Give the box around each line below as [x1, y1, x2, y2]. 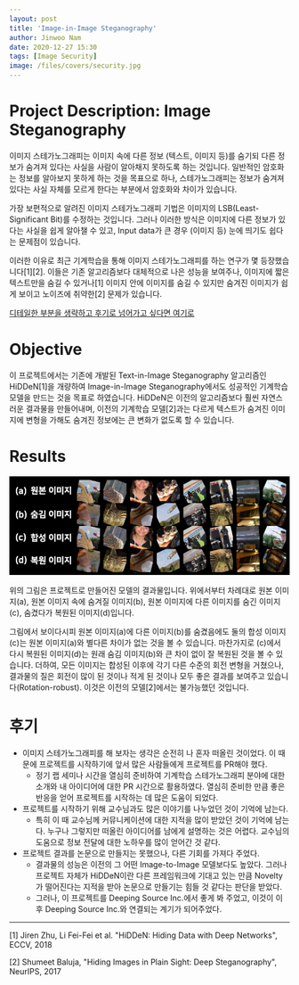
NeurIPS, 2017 [9, 965, 62, 976]
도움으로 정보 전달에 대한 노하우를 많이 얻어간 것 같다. [35, 836, 221, 847]
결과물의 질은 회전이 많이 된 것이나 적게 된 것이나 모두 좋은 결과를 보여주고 [9, 670, 265, 681]
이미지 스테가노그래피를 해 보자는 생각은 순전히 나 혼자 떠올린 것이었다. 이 [21, 747, 277, 758]
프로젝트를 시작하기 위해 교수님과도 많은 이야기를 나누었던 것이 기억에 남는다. [21, 803, 289, 814]
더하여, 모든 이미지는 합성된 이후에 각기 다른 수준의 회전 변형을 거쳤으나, [35, 660, 285, 670]
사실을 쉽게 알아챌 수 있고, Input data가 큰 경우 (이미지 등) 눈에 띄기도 [25, 225, 267, 235]
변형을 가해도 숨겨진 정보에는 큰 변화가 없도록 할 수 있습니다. [25, 415, 235, 425]
